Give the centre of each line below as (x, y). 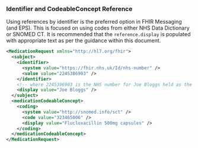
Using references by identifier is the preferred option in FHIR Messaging (94, 22)
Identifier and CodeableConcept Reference (69, 9)
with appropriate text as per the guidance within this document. (84, 41)
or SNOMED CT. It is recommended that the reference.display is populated (98, 34)
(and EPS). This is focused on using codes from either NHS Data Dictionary (98, 28)
